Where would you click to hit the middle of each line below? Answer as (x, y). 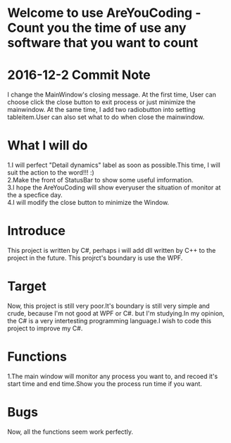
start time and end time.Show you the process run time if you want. (105, 383)
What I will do (48, 145)
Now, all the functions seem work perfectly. (70, 432)
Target (27, 286)
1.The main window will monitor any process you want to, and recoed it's (113, 376)
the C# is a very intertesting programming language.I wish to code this (110, 320)
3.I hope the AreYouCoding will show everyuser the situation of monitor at (114, 187)
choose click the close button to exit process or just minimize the (101, 102)
